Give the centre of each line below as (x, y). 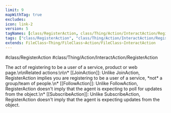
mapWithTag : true (24, 15)
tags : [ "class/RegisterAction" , (39, 39)
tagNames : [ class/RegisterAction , (42, 33)
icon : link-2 (19, 24)
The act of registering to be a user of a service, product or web (72, 67)
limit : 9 (15, 10)
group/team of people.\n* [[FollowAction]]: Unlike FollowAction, (72, 83)
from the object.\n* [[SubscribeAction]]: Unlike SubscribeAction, (73, 94)
